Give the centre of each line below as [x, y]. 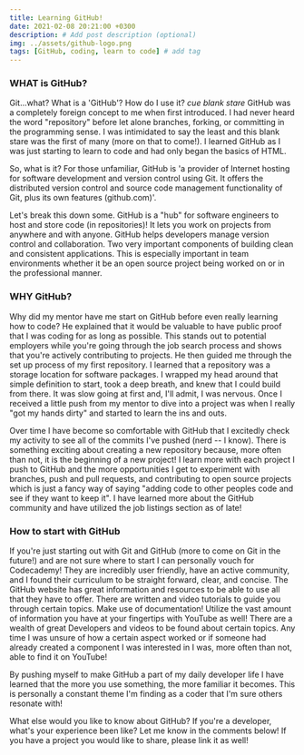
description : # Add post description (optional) [103, 34]
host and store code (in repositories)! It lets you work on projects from [141, 225]
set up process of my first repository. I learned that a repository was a [140, 365]
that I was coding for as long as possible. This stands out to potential [138, 336]
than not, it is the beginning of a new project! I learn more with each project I [152, 459]
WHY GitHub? [41, 297]
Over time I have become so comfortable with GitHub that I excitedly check [150, 430]
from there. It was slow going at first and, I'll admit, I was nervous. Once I [146, 393]
